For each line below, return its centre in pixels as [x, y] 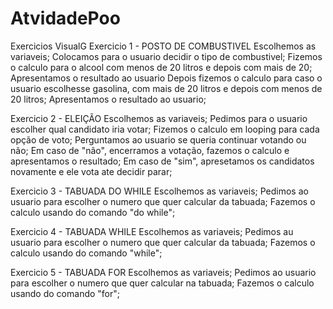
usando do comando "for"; [65, 293]
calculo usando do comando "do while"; [93, 212]
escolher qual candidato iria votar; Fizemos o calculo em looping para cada [165, 129]
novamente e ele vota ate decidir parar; [91, 171]
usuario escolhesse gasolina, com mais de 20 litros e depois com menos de [166, 88]
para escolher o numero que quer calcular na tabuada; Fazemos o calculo [162, 283]
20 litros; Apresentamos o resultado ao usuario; [108, 99]
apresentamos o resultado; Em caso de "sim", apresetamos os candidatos [162, 161]
